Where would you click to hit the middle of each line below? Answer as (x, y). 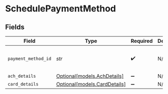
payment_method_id (29, 58)
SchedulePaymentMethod (61, 9)
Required (142, 41)
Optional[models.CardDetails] (91, 84)
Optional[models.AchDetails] (90, 76)
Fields (15, 27)
